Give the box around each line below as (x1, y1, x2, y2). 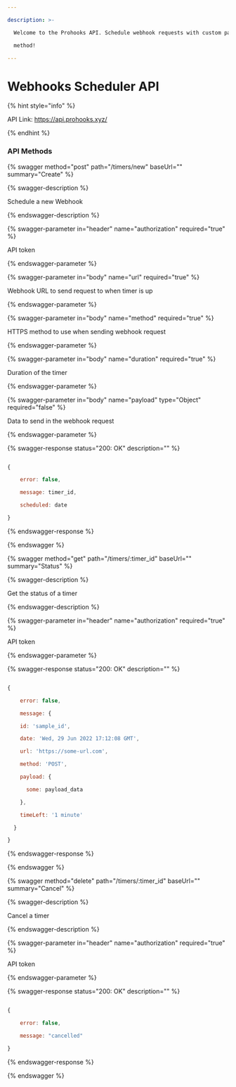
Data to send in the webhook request (7, 417, 114, 425)
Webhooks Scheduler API (7, 78, 159, 94)
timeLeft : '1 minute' (20, 811, 83, 818)
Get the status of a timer (7, 589, 78, 597)
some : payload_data (25, 786, 83, 793)
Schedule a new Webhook (7, 197, 83, 205)
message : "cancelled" (20, 1032, 83, 1040)
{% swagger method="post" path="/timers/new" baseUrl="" (7, 163, 183, 171)
